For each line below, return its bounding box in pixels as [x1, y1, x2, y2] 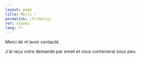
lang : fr [5, 26, 23, 30]
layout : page [5, 7, 32, 12]
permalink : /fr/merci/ [5, 16, 52, 21]
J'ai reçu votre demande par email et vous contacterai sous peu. [5, 49, 137, 55]
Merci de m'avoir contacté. [5, 39, 60, 45]
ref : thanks [5, 21, 30, 26]
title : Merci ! [5, 12, 37, 17]
